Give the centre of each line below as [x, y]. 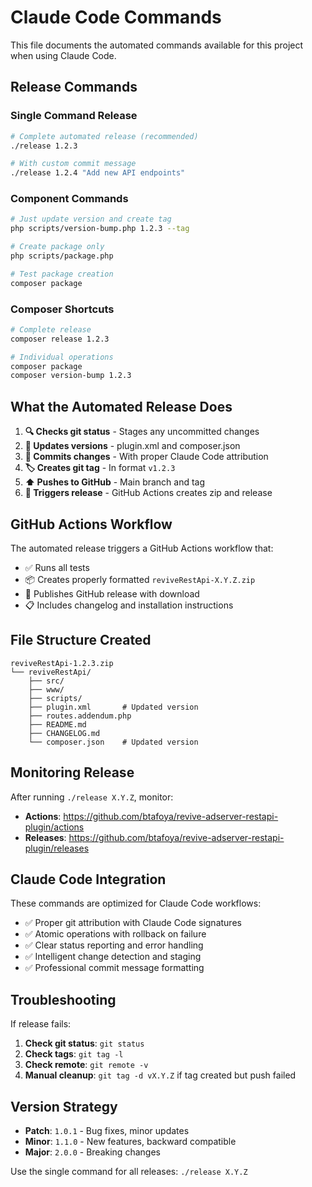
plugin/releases [57, 848]
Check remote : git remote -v [86, 1065]
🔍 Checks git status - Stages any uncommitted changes [142, 432]
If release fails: [41, 1024]
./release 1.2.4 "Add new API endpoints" [98, 173]
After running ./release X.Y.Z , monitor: [92, 797]
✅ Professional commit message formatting [114, 968]
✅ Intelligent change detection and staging [113, 957]
